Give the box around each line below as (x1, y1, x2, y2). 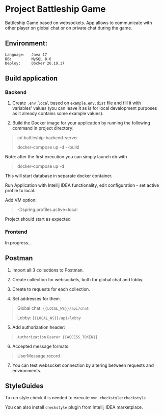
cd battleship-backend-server (17, 135, 79, 141)
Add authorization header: (12, 324, 65, 330)
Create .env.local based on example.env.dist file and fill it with (12, 100, 141, 106)
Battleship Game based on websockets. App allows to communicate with (5, 20, 152, 26)
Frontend (5, 229, 27, 236)
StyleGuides (5, 382, 44, 390)
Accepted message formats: (12, 343, 70, 349)
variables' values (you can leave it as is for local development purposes (12, 105, 157, 111)
